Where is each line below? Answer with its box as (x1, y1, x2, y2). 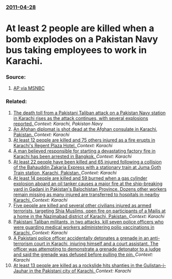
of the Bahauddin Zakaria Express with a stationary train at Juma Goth (13, 164, 161, 170)
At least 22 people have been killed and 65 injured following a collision (13, 158, 162, 165)
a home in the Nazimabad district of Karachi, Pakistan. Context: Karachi (13, 213, 165, 219)
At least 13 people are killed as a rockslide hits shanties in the (13, 262, 143, 268)
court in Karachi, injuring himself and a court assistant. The (33, 240, 159, 247)
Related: (6, 98, 27, 105)
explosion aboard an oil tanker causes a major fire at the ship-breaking (13, 181, 163, 187)
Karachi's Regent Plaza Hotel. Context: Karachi (13, 142, 113, 148)
